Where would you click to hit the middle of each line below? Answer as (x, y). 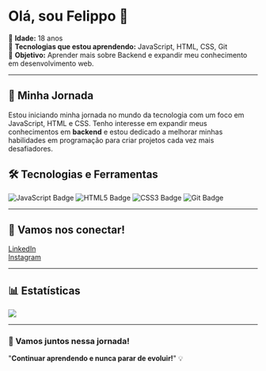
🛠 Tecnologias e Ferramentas (83, 175)
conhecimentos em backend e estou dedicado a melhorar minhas (116, 132)
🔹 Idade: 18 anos (36, 38)
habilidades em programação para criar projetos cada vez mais (111, 140)
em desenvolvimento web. (51, 63)
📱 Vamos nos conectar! (66, 229)
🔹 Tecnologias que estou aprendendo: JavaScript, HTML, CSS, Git (118, 46)
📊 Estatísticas (44, 291)
